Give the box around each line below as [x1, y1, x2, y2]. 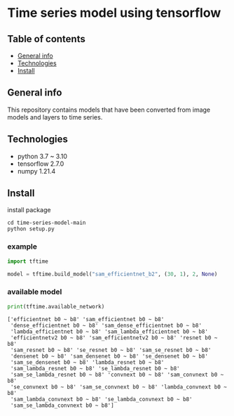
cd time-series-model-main [7, 219, 86, 226]
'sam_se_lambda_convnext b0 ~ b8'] [10, 402, 114, 409]
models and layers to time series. [7, 112, 103, 121]
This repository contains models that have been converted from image [7, 105, 211, 114]
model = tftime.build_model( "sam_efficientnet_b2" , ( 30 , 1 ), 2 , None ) [7, 271, 218, 278]
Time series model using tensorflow [7, 5, 221, 21]
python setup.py [7, 226, 55, 233]
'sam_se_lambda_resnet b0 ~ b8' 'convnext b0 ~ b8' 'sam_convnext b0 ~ [10, 371, 224, 378]
